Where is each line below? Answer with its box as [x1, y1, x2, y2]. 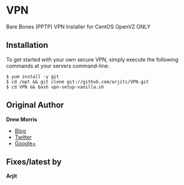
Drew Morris [6, 116, 37, 123]
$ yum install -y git [6, 73, 60, 80]
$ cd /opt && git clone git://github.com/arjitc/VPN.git [6, 79, 149, 85]
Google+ [14, 139, 37, 147]
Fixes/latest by [6, 157, 62, 167]
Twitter [14, 134, 32, 141]
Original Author [6, 100, 64, 110]
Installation [6, 40, 48, 50]
